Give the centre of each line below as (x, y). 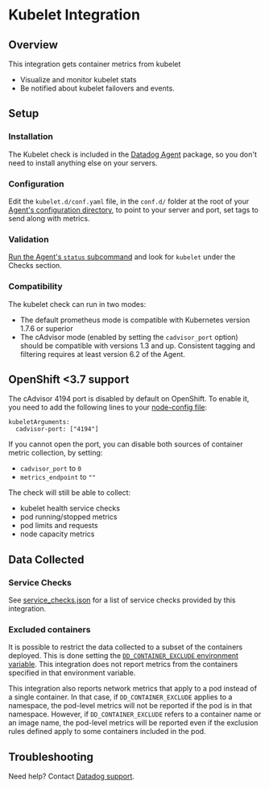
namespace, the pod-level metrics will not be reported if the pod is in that (130, 706)
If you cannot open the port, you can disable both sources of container (126, 444)
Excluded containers (50, 630)
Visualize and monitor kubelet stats (78, 80)
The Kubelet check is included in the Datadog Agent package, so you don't (133, 154)
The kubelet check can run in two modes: (77, 304)
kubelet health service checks (70, 508)
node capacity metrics (57, 534)
